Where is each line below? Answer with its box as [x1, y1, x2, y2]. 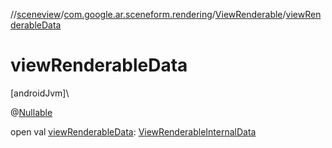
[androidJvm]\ [10, 87, 70, 99]
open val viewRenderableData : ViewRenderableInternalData [10, 125, 257, 138]
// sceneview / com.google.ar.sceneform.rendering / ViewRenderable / [10, 9, 287, 20]
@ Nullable [10, 106, 53, 118]
